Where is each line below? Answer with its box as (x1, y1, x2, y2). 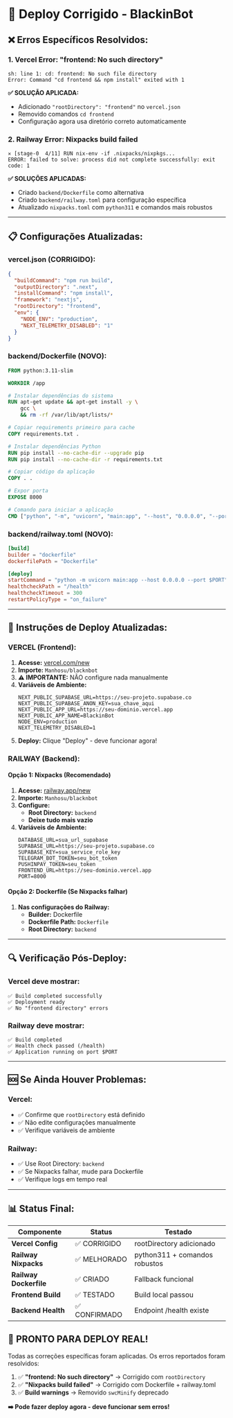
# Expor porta (8, 487, 49, 494)
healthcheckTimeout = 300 (8, 589, 82, 597)
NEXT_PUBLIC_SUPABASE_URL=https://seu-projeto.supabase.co (17, 693, 192, 701)
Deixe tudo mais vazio (28, 815, 93, 824)
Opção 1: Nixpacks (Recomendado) (8, 771, 111, 779)
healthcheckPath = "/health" (8, 583, 92, 590)
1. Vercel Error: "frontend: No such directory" (8, 55, 163, 64)
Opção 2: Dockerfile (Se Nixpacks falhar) (8, 888, 129, 896)
